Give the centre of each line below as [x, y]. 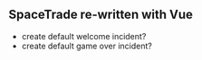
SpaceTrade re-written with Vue [101, 15]
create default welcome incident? [84, 36]
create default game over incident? [87, 46]
